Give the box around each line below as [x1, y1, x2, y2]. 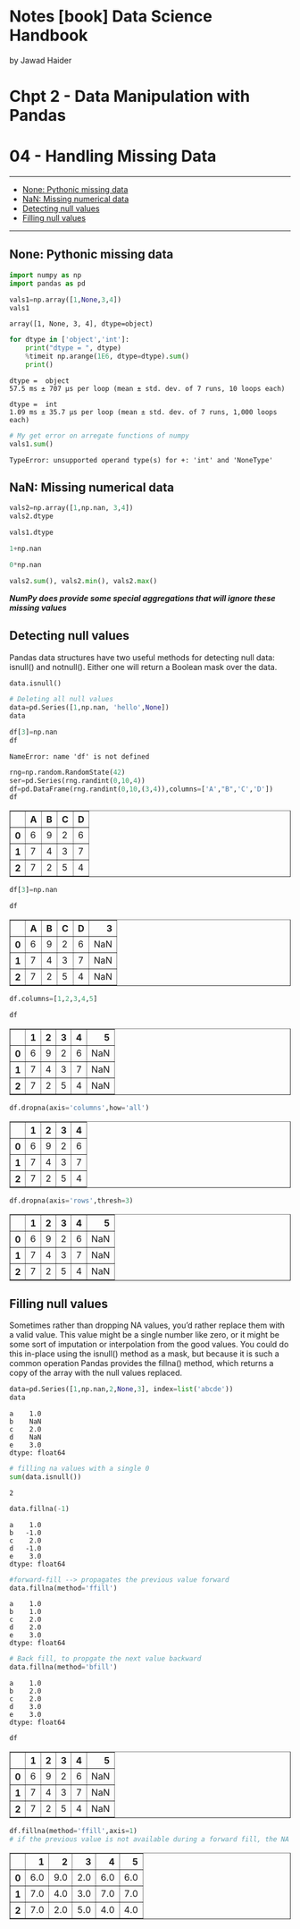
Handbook [9, 25, 88, 46]
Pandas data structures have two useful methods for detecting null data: [9, 651, 275, 663]
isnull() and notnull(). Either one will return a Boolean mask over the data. [9, 661, 278, 672]
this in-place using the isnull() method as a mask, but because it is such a [9, 1348, 279, 1359]
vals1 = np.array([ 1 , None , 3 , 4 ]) [9, 295, 122, 304]
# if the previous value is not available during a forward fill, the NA [9, 1834, 290, 1844]
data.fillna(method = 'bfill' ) [9, 1662, 118, 1672]
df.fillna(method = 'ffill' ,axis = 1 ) [9, 1827, 138, 1836]
